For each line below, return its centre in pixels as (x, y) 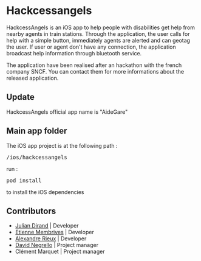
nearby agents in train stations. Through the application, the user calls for (98, 33)
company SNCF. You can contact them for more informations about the (95, 71)
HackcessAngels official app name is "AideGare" (67, 112)
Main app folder (37, 131)
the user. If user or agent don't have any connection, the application (91, 47)
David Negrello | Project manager (57, 245)
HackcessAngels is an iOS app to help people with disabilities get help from (101, 27)
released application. (32, 78)
